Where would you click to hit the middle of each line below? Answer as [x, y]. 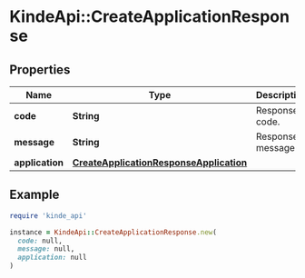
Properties [40, 69]
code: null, [40, 241]
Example [34, 195]
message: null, [46, 249]
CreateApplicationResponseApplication [160, 163]
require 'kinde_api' [49, 215]
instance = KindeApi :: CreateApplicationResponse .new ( [113, 232]
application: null [53, 258]
